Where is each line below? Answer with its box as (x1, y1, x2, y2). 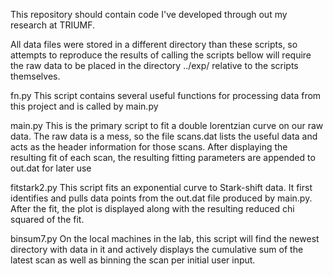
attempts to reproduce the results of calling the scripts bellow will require (10, 49, 312, 61)
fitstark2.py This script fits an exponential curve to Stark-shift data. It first (10, 182, 313, 193)
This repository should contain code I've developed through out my (10, 9, 288, 20)
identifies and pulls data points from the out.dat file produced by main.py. (10, 192, 313, 204)
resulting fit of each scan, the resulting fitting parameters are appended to (10, 152, 316, 163)
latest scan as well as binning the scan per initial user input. (10, 254, 256, 266)
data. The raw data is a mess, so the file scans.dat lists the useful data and (10, 130, 318, 142)
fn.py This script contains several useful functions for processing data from (10, 90, 322, 101)
